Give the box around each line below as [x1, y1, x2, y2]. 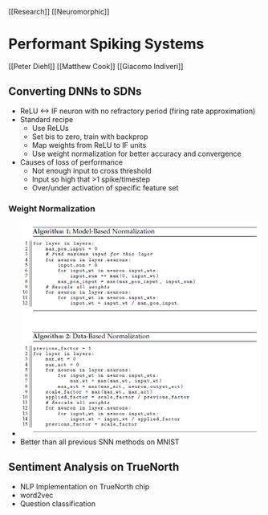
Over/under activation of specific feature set [31, 182, 179, 192]
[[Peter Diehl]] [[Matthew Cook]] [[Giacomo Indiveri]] [8, 61, 184, 71]
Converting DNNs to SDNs [8, 84, 142, 99]
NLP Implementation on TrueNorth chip [19, 481, 150, 491]
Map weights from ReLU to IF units [31, 140, 147, 149]
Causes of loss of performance [19, 157, 124, 167]
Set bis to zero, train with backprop [31, 132, 148, 141]
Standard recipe [19, 114, 74, 124]
